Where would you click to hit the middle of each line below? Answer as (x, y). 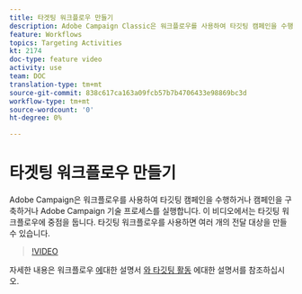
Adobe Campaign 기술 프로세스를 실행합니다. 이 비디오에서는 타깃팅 (160, 211)
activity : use (36, 68)
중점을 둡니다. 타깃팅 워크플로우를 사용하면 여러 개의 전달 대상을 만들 (168, 222)
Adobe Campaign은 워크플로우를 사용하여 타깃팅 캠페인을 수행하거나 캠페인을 (146, 200)
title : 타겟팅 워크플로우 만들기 (62, 18)
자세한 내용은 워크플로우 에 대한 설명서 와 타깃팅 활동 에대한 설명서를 (128, 270)
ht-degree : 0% (36, 118)
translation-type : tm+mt (56, 85)
